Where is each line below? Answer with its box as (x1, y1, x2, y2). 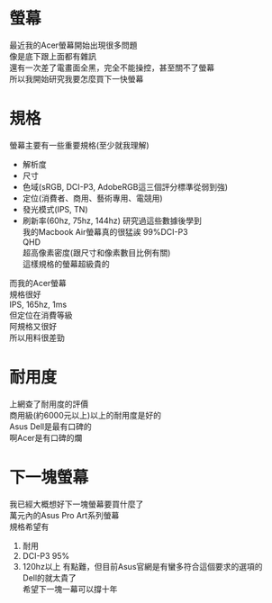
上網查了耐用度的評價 (9, 398, 88, 409)
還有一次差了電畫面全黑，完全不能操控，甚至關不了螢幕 (9, 62, 214, 73)
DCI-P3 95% (22, 550, 70, 561)
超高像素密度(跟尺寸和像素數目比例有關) (22, 247, 171, 257)
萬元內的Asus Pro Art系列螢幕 (9, 509, 120, 520)
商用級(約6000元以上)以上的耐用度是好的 (9, 409, 162, 420)
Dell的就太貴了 (22, 572, 77, 583)
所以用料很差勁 (9, 332, 65, 343)
